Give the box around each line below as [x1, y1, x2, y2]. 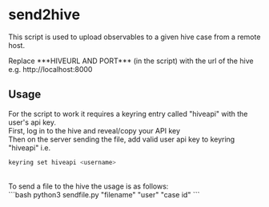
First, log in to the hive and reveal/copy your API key [8, 125, 181, 135]
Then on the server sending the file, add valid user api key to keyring [8, 134, 235, 144]
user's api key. [8, 117, 56, 127]
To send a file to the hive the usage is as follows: [8, 181, 169, 191]
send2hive [8, 6, 81, 24]
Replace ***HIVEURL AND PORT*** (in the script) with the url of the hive [8, 56, 254, 66]
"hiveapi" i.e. [8, 142, 50, 153]
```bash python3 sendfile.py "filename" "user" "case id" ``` [8, 189, 200, 199]
